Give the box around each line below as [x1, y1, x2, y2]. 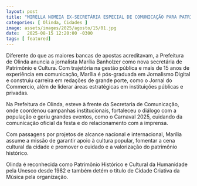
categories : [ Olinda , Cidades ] [6, 19, 88, 25]
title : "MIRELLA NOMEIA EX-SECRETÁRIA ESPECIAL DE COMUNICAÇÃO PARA [6, 14, 177, 20]
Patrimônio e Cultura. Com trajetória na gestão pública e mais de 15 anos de [6, 65, 189, 71]
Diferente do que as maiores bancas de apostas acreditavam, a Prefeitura [6, 52, 184, 59]
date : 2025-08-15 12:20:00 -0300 [6, 31, 93, 36]
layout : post [6, 8, 38, 15]
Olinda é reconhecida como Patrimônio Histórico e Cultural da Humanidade [6, 161, 188, 168]
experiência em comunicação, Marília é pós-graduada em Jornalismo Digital [6, 71, 191, 77]
